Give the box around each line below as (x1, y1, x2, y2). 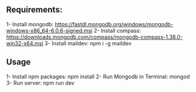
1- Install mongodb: (6, 20, 54, 27)
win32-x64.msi (6, 39, 44, 47)
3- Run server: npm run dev (6, 79, 75, 86)
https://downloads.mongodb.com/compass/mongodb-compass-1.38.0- (6, 33, 183, 41)
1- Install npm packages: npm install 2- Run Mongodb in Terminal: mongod (6, 73, 190, 80)
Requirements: (6, 5, 63, 15)
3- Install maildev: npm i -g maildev (44, 39, 132, 47)
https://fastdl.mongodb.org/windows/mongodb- (55, 20, 174, 27)
